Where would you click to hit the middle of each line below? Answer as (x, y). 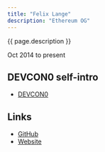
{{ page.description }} (39, 41)
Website (30, 142)
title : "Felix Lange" (39, 14)
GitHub (28, 134)
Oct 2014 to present (37, 55)
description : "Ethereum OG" (49, 21)
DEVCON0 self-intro (53, 77)
